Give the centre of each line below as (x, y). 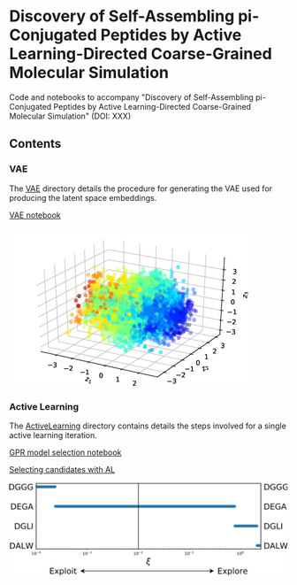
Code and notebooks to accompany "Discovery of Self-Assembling (131, 97)
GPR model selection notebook (65, 452)
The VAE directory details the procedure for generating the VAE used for (141, 189)
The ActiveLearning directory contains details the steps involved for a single (148, 426)
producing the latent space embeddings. (83, 197)
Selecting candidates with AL (62, 469)
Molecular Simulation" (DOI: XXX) (70, 116)
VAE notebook (35, 215)
